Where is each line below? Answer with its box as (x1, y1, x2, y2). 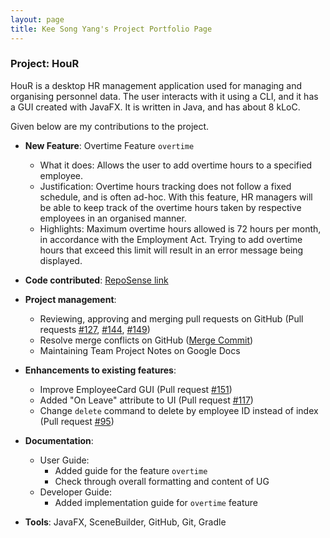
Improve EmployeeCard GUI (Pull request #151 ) (39, 383, 233, 395)
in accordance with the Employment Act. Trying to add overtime (39, 233, 303, 245)
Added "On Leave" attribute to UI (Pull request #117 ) (39, 394, 254, 406)
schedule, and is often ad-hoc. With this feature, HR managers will (39, 191, 313, 203)
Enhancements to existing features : (24, 364, 177, 376)
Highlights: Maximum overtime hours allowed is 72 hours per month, (39, 222, 322, 235)
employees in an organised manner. (39, 212, 187, 224)
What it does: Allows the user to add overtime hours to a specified (39, 159, 313, 171)
